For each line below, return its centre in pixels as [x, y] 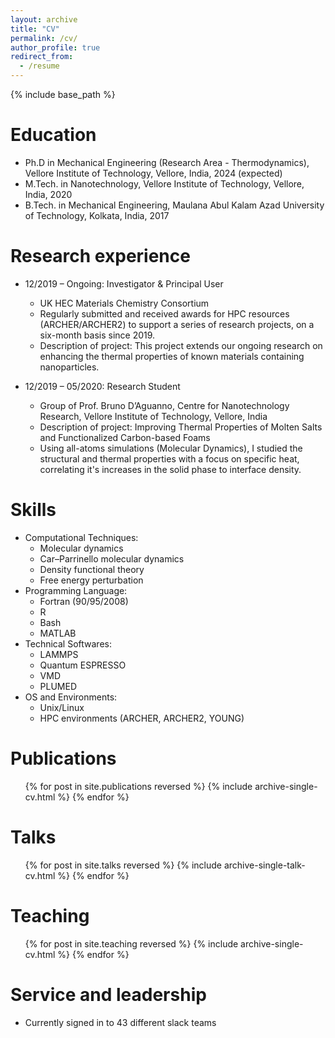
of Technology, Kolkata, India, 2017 [97, 215]
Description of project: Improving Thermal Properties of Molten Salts [181, 427]
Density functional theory [92, 569]
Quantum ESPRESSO [83, 665]
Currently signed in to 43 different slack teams [120, 1022]
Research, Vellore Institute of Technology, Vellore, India [153, 416]
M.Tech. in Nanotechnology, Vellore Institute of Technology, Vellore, [164, 183]
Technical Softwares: [68, 643]
